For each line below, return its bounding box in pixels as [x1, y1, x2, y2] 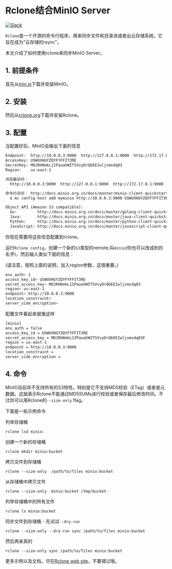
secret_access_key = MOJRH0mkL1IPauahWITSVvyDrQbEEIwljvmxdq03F [5, 335, 145, 340]
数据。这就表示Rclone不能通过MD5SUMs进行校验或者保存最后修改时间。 [5, 391, 159, 397]
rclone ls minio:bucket [5, 509, 56, 514]
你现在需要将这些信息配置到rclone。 [5, 234, 82, 240]
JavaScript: [10, 223, 36, 229]
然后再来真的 [5, 538, 32, 544]
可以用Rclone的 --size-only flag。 [14, 397, 86, 403]
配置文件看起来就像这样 [5, 311, 55, 317]
